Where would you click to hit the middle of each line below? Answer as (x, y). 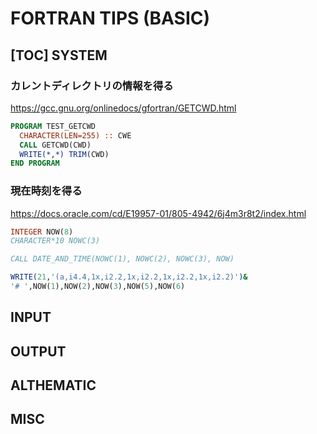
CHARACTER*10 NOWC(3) (55, 241)
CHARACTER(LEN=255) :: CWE (75, 135)
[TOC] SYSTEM (59, 55)
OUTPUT (38, 351)
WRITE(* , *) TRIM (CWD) (64, 154)
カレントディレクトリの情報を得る (92, 85)
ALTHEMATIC (53, 385)
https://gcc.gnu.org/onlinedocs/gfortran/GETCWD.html (123, 108)
